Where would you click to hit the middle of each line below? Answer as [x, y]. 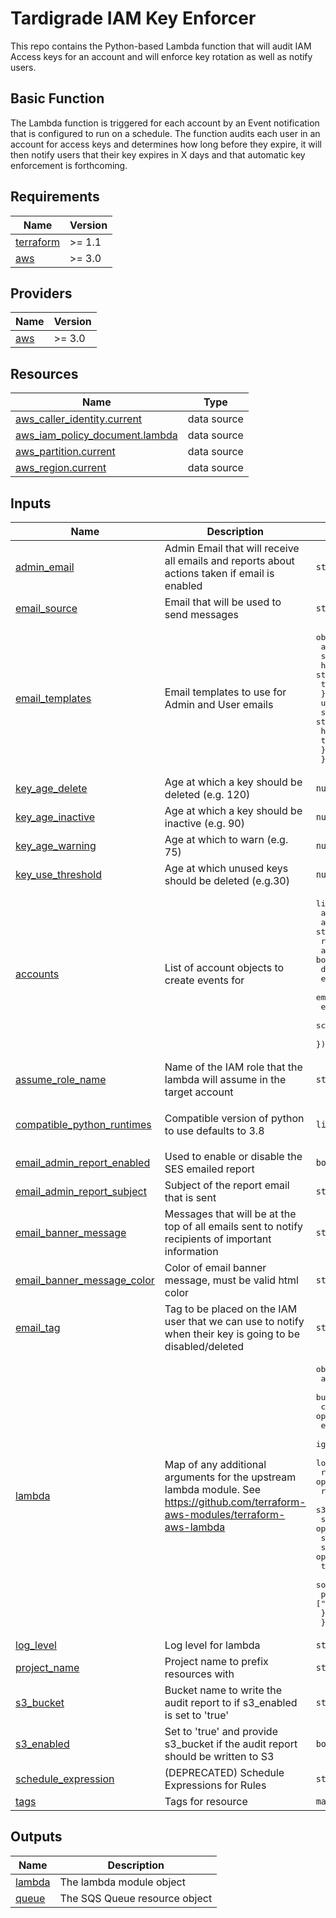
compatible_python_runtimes [83, 1124]
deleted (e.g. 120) [207, 794]
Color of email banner [215, 1267]
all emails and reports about [229, 560]
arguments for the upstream [230, 1477]
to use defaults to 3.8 [214, 1130]
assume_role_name [61, 1079]
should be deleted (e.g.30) [227, 880]
